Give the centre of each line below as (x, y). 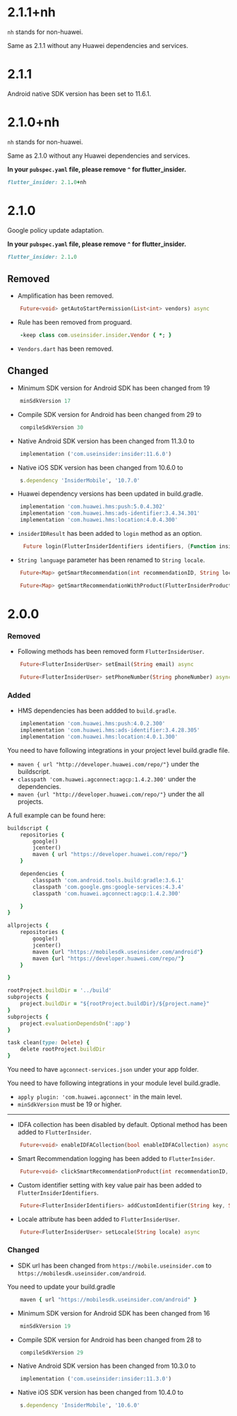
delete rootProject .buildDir (63, 1049)
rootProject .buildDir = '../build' (60, 990)
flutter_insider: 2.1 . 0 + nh (47, 182)
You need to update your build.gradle (61, 1287)
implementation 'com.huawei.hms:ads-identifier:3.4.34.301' (110, 513)
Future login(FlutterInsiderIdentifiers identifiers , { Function (120, 546)
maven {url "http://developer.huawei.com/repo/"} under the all (111, 794)
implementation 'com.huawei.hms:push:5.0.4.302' (93, 507)
